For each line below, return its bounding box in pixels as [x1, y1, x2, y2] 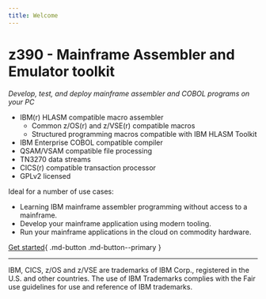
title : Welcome [8, 11, 59, 20]
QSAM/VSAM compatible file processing [19, 146, 153, 155]
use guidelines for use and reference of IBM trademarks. [8, 282, 192, 291]
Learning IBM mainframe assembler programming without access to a [19, 202, 248, 211]
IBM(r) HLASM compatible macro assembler [19, 112, 164, 122]
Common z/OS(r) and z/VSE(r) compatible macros [31, 120, 196, 131]
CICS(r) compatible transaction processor [19, 163, 157, 172]
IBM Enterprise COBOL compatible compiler [19, 138, 164, 147]
